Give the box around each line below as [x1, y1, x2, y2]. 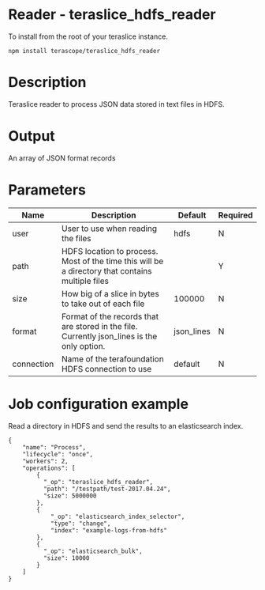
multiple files [62, 275, 109, 286]
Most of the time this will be [62, 255, 164, 267]
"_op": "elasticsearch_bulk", [43, 547, 144, 555]
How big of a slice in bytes [62, 288, 159, 299]
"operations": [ [22, 464, 77, 472]
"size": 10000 [43, 554, 90, 562]
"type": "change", [50, 520, 111, 528]
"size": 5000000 [43, 492, 97, 500]
